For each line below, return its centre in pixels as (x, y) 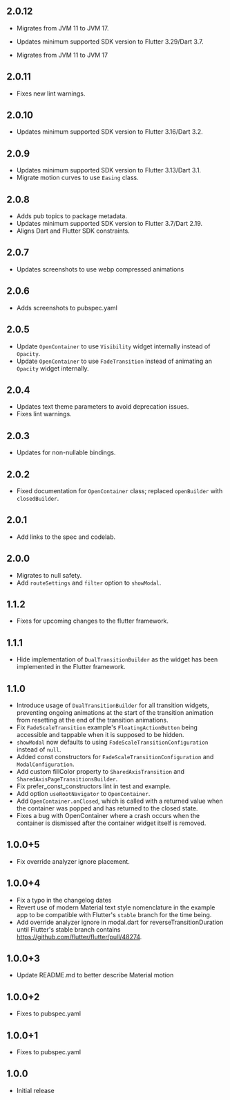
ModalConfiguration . (45, 764)
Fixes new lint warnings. (51, 94)
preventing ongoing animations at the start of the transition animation (115, 712)
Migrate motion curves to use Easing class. (77, 178)
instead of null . (39, 749)
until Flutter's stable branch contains (68, 929)
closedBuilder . (38, 498)
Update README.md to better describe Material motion (95, 975)
